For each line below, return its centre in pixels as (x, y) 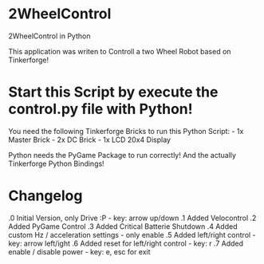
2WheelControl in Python (49, 36)
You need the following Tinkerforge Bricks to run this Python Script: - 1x (126, 131)
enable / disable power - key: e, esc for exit (79, 251)
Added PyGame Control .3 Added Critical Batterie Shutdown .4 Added (123, 226)
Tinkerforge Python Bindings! (57, 164)
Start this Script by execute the (113, 92)
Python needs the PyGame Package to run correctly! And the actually (122, 155)
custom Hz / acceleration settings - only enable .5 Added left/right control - (132, 234)
